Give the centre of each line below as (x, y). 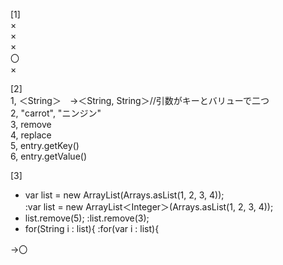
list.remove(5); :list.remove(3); (87, 218)
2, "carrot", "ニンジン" (56, 113)
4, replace (31, 135)
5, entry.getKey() (45, 145)
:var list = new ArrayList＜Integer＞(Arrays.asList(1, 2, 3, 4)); (149, 207)
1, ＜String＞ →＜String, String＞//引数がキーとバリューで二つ (140, 100)
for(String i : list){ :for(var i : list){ (92, 228)
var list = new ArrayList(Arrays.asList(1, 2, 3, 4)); (124, 195)
